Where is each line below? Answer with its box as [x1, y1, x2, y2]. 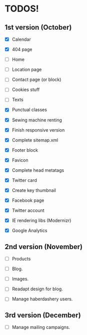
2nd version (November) [4, 242, 83, 251]
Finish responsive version [11, 127, 65, 133]
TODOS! [4, 3, 39, 15]
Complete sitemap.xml [11, 137, 58, 143]
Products [11, 256, 31, 262]
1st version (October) [4, 23, 72, 32]
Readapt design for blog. [11, 286, 63, 292]
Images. [11, 276, 28, 282]
